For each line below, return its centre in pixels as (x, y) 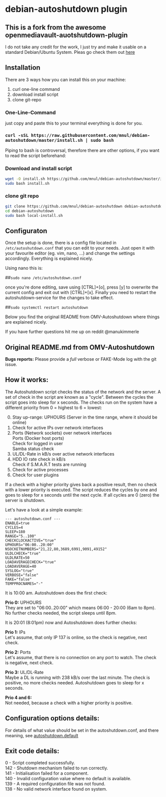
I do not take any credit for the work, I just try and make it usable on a (76, 47)
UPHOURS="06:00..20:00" (30, 545)
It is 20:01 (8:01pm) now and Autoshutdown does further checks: (71, 622)
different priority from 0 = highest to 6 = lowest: (54, 407)
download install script (35, 94)
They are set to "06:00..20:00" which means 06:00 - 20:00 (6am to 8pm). (80, 608)
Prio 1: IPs (15, 632)
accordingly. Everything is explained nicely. (49, 258)
